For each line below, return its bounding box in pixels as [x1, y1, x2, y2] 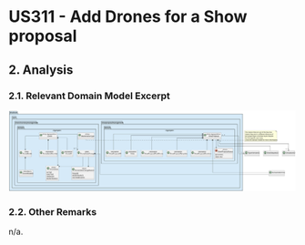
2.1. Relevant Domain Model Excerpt [8, 89, 170, 102]
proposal [8, 26, 77, 46]
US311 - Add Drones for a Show [8, 6, 248, 27]
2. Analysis [8, 62, 74, 77]
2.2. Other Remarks [8, 206, 97, 219]
